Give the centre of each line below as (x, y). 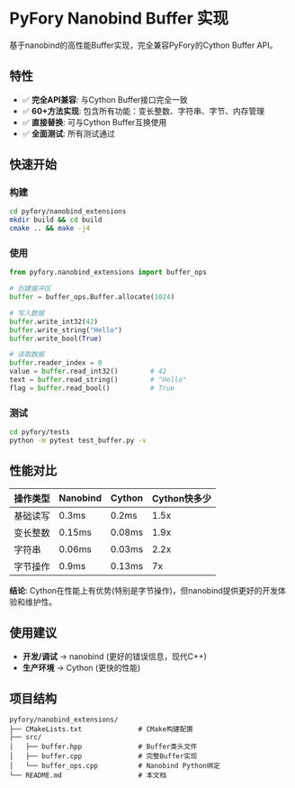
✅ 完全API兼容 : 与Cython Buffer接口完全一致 (105, 99)
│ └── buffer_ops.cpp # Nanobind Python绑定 (115, 766)
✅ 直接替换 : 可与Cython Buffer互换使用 (94, 122)
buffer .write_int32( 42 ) (54, 322)
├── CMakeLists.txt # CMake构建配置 (101, 729)
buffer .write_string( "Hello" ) (66, 330)
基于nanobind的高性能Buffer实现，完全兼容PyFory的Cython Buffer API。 (143, 45)
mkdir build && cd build (56, 220)
